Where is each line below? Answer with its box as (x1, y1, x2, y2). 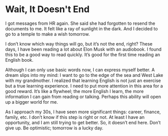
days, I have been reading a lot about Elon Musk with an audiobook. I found (5, 46, 162, 52)
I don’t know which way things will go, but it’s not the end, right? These (5, 40, 153, 47)
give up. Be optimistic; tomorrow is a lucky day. (5, 125, 103, 131)
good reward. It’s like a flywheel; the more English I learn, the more (5, 88, 144, 94)
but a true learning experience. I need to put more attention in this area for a (5, 82, 163, 89)
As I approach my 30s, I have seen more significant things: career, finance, (5, 109, 161, 115)
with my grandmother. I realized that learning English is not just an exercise (5, 77, 161, 83)
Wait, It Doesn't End (5, 4, 90, 15)
